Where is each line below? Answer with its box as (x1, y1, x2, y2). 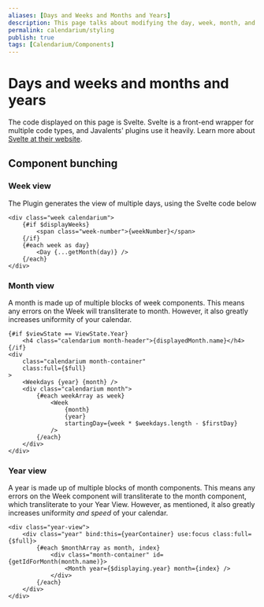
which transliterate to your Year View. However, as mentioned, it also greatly (8, 500, 255, 509)
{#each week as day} (22, 241, 90, 249)
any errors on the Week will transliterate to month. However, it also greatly (8, 306, 248, 316)
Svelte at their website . (8, 135, 83, 144)
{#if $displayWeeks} (22, 220, 90, 228)
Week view (8, 180, 51, 191)
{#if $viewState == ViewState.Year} (8, 330, 128, 339)
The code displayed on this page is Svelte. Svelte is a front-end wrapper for (8, 117, 255, 127)
